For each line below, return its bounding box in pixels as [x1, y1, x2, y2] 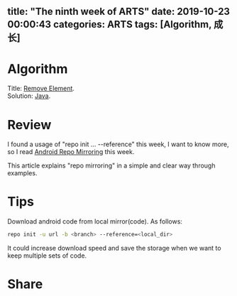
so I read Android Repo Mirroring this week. [7, 148, 135, 156]
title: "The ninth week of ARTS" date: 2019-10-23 [7, 6, 231, 18]
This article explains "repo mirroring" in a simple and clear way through [7, 161, 216, 170]
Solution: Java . [7, 92, 51, 100]
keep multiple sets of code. [7, 251, 87, 260]
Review [7, 116, 52, 133]
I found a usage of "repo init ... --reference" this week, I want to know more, [7, 140, 229, 148]
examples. [7, 169, 38, 177]
